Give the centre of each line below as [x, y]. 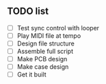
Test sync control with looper [58, 28]
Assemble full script [45, 51]
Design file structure [46, 43]
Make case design [43, 67]
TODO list [28, 11]
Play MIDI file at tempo [49, 35]
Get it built [31, 74]
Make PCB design [42, 59]
